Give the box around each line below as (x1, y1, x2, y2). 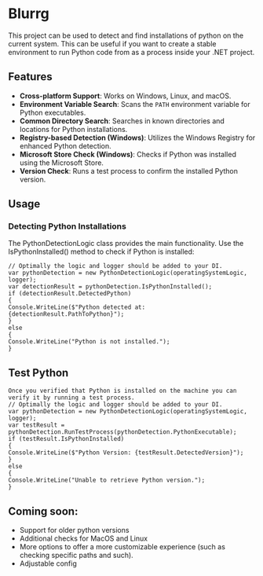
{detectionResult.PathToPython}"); (8, 310, 125, 318)
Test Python (8, 366, 69, 380)
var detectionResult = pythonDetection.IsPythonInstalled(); (8, 283, 213, 291)
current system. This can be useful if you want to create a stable (8, 39, 217, 48)
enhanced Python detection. (19, 141, 111, 150)
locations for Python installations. (19, 124, 128, 134)
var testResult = (8, 421, 65, 429)
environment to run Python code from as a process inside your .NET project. (8, 47, 255, 57)
